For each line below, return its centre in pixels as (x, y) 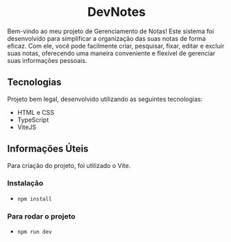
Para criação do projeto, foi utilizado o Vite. (69, 165)
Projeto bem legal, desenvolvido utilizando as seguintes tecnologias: (105, 99)
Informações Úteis (48, 149)
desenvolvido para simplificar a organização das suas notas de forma (106, 38)
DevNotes (117, 12)
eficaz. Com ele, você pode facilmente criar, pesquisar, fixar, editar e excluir (116, 46)
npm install (34, 199)
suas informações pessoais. (47, 60)
